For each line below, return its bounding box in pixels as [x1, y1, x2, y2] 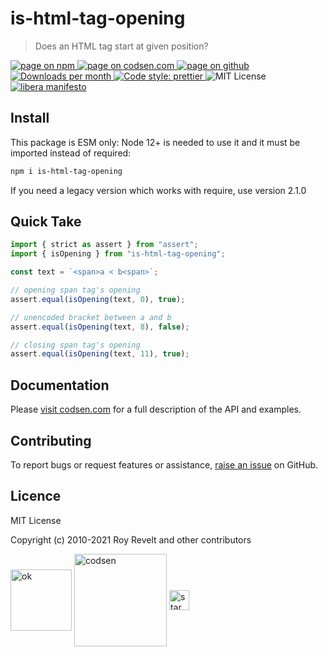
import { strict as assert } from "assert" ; [10, 240, 199, 250]
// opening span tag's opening [10, 285, 141, 296]
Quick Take [10, 213, 82, 231]
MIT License [10, 514, 62, 526]
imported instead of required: [10, 147, 132, 159]
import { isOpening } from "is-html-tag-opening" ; [10, 249, 226, 259]
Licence [10, 488, 62, 505]
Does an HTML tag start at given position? [34, 40, 209, 52]
